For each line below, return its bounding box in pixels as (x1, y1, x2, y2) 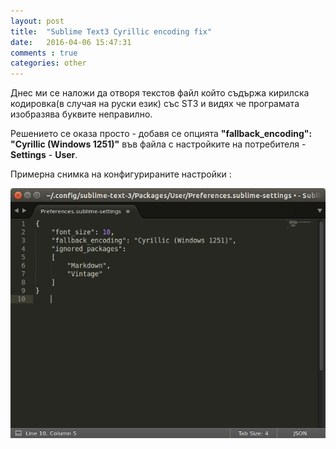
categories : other (10, 58, 87, 69)
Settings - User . (10, 149, 78, 161)
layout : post (10, 16, 65, 26)
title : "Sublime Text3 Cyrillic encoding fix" (10, 26, 213, 37)
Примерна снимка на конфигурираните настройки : (10, 168, 232, 180)
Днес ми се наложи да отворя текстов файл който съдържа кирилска (10, 87, 310, 99)
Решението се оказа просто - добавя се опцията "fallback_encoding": (10, 128, 313, 140)
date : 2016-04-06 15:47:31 (10, 37, 132, 47)
